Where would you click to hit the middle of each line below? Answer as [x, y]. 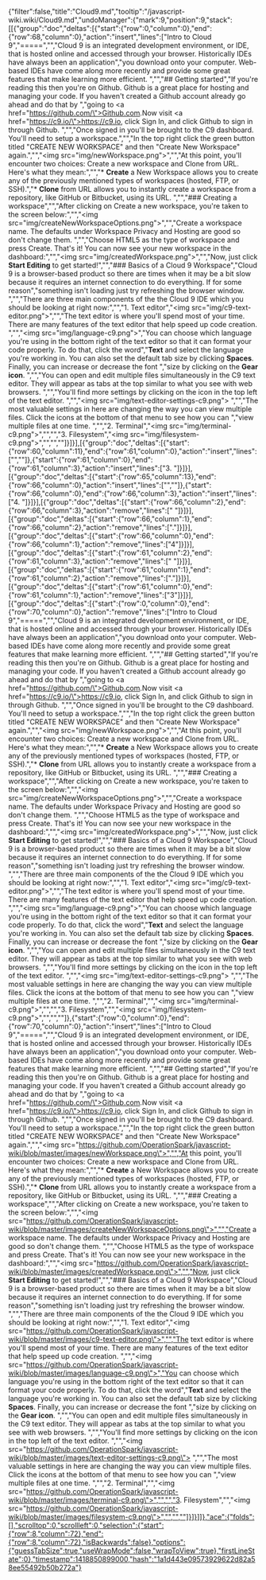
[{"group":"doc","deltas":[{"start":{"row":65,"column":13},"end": [112, 476]
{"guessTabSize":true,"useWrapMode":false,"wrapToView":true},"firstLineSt [132, 1551]
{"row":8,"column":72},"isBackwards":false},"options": [97, 1542]
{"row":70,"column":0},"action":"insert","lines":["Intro [95, 1026]
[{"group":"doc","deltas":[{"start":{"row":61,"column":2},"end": [110, 553]
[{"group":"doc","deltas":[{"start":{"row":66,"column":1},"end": [110, 519]
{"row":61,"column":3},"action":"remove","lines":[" [90, 561]
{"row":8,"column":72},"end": [56, 1534]
